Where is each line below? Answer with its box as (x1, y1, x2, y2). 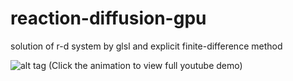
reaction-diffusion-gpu (10, 7, 207, 30)
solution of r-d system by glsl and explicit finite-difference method (10, 40, 283, 52)
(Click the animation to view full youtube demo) (48, 59, 243, 71)
